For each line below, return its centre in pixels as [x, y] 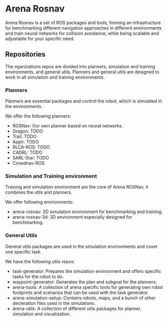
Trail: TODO [24, 136]
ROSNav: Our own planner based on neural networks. [68, 126]
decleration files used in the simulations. [54, 303]
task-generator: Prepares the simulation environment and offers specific [87, 271]
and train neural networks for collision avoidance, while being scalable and [82, 33]
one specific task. [23, 252]
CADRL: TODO [27, 152]
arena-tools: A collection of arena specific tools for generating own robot [87, 287]
